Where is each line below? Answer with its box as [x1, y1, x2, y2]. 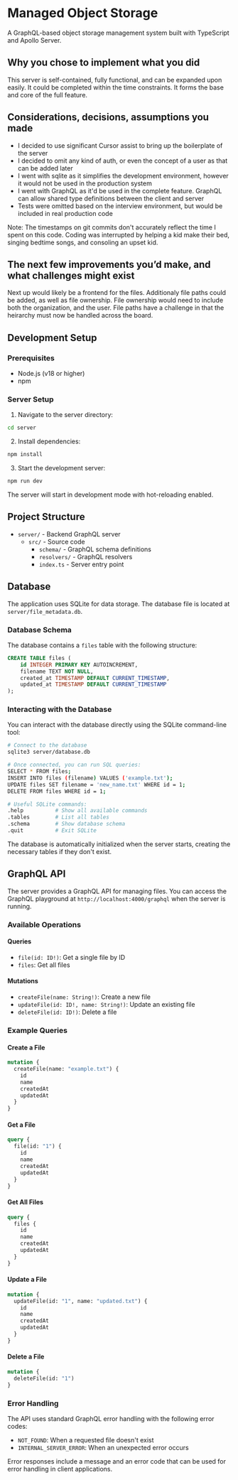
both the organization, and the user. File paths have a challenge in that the [7, 303, 225, 312]
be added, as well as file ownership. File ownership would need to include [7, 296, 224, 305]
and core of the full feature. [7, 90, 87, 99]
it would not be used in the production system [17, 179, 153, 188]
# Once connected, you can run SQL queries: [7, 762, 141, 769]
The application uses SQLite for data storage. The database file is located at [7, 599, 230, 608]
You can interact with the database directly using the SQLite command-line [7, 720, 227, 729]
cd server [7, 424, 37, 431]
